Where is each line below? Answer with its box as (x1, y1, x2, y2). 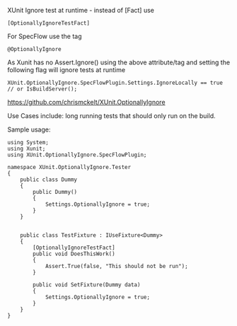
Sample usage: (7, 125, 51, 134)
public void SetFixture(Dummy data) (33, 281, 141, 289)
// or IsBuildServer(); (7, 86, 78, 93)
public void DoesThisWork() (33, 250, 115, 257)
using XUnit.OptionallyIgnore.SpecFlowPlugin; (7, 151, 147, 158)
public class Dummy (20, 176, 78, 183)
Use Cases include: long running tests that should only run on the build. (7, 112, 216, 120)
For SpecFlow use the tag (7, 32, 83, 40)
